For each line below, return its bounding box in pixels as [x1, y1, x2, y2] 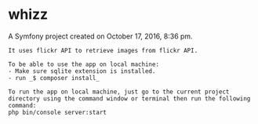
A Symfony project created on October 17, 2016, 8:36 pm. [8, 31, 194, 41]
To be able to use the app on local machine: [8, 60, 159, 68]
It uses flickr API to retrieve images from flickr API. [8, 46, 198, 54]
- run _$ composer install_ [8, 74, 100, 82]
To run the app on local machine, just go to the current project [8, 88, 230, 96]
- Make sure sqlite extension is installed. [8, 67, 156, 75]
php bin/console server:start [8, 108, 107, 116]
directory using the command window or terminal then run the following [8, 94, 251, 103]
